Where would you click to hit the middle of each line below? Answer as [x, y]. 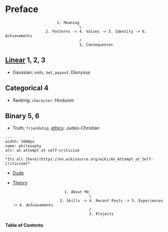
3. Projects [101, 214]
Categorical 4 [27, 88]
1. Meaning [68, 23]
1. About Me [77, 192]
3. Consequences [96, 45]
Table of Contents [24, 225]
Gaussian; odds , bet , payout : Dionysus [51, 72]
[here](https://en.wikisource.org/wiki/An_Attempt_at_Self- [90, 160]
